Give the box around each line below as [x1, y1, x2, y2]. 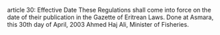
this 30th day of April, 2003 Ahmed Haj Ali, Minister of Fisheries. [7, 21, 189, 28]
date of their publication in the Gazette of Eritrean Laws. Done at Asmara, [7, 13, 214, 21]
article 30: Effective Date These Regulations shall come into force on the [7, 6, 211, 14]
